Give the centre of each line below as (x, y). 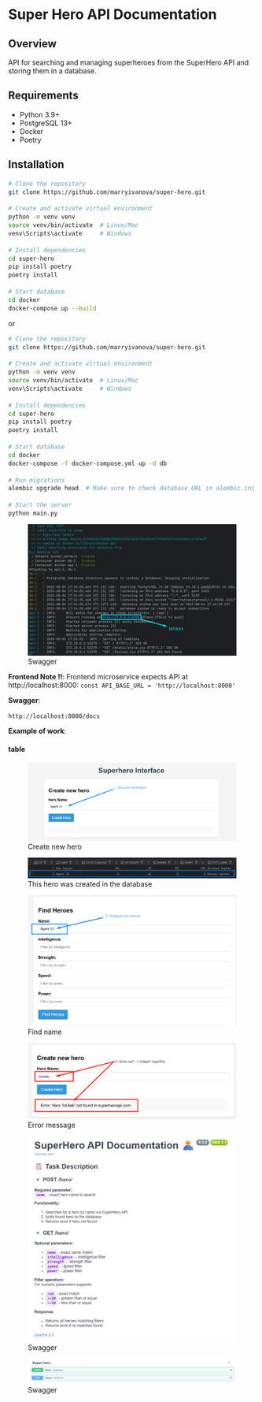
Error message (52, 1125)
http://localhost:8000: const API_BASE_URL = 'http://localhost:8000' (122, 685)
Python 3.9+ (40, 114)
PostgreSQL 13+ (46, 123)
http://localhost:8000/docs (54, 716)
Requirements (43, 96)
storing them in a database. (52, 71)
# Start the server (40, 505)
